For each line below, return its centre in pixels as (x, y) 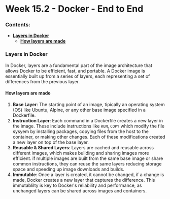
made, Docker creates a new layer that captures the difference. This (84, 180)
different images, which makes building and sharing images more (81, 153)
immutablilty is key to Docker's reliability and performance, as (77, 185)
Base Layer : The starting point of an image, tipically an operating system (89, 104)
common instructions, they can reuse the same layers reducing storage (87, 163)
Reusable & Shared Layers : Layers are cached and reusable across (83, 147)
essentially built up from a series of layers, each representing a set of (78, 76)
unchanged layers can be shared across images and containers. (80, 190)
